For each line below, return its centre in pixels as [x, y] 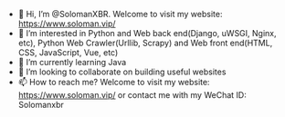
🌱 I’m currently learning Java [72, 62]
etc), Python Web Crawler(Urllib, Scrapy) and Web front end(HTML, [145, 43]
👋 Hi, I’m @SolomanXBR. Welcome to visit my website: [120, 14]
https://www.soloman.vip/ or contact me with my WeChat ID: [132, 95]
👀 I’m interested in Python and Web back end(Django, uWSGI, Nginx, [147, 33]
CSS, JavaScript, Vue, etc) [68, 53]
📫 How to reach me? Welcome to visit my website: [114, 82]
